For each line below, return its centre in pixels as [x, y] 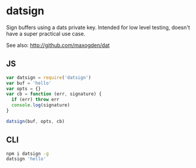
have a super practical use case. [46, 33]
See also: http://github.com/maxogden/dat [58, 45]
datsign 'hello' [26, 159]
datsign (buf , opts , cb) [36, 121]
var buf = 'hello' [29, 83]
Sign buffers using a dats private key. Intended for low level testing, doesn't [98, 27]
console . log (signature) [41, 105]
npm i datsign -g [28, 153]
